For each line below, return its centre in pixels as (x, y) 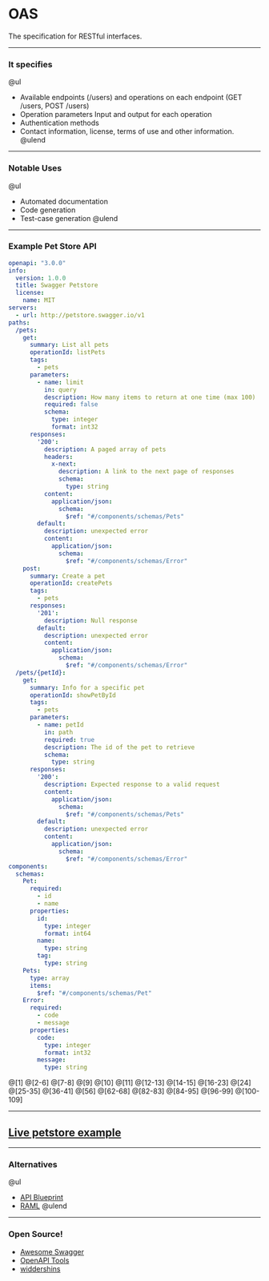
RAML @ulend (44, 1206)
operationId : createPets (71, 583)
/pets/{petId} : (41, 673)
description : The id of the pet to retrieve (119, 747)
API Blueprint (42, 1198)
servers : (23, 308)
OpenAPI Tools (44, 1260)
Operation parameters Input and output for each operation (116, 115)
